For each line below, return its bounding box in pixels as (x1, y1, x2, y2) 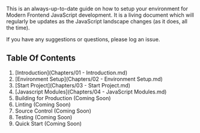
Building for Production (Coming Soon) (14, 94, 111, 101)
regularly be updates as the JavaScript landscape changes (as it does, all (6, 18, 188, 25)
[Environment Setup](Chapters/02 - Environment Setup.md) (14, 75, 163, 83)
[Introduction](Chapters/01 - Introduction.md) (14, 69, 128, 76)
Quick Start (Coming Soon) (14, 120, 82, 127)
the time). (6, 24, 30, 31)
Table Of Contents (6, 53, 76, 64)
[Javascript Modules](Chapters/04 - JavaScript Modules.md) (14, 88, 167, 95)
